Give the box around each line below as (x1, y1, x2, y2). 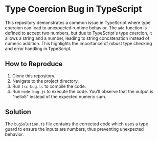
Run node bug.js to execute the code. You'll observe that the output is (12, 88, 154, 94)
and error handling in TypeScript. (5, 46, 72, 51)
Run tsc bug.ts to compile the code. (12, 83, 86, 89)
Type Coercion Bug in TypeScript (5, 3, 142, 15)
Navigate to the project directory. (12, 78, 79, 84)
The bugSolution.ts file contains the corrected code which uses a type (5, 121, 148, 127)
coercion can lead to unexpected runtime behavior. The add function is (5, 24, 147, 30)
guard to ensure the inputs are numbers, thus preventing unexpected (5, 126, 144, 132)
